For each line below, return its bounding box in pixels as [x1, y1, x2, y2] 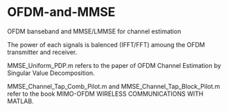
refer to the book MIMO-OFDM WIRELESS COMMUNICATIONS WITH [7, 89, 204, 98]
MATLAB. [7, 96, 34, 105]
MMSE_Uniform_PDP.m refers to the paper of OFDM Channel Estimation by [7, 61, 222, 69]
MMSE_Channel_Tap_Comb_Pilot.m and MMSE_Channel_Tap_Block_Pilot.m [7, 82, 220, 90]
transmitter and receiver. [7, 48, 78, 56]
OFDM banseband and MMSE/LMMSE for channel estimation [7, 27, 182, 35]
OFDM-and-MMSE [7, 4, 116, 20]
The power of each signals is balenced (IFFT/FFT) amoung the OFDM [7, 40, 206, 49]
